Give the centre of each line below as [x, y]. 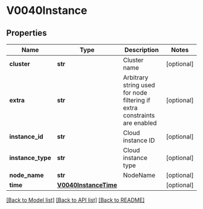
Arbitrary [136, 78]
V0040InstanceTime [87, 185]
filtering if [137, 100]
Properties [27, 33]
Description [141, 50]
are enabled [140, 123]
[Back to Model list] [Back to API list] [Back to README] [76, 200]
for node [135, 93]
